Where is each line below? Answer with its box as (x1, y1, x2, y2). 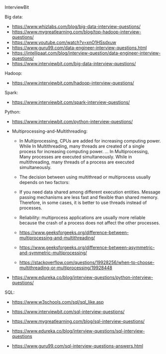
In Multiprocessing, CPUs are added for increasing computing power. (19, 138, 161, 144)
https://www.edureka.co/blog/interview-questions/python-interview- (11, 274, 154, 280)
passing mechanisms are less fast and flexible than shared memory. (19, 194, 159, 200)
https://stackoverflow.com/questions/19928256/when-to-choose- (19, 259, 155, 265)
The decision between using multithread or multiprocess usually (19, 174, 151, 180)
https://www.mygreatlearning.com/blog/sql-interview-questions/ (11, 319, 145, 324)
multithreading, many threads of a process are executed (19, 159, 135, 165)
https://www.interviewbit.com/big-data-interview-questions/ (11, 61, 136, 66)
